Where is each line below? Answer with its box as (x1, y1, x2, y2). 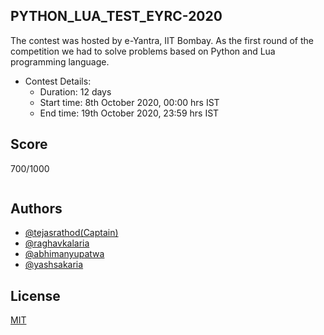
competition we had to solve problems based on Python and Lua (10, 45, 276, 57)
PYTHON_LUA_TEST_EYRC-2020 (10, 8, 223, 25)
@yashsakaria (24, 259, 84, 271)
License (10, 287, 61, 304)
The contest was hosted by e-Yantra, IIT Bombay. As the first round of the (10, 34, 314, 46)
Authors (10, 200, 63, 218)
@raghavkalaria (24, 237, 90, 249)
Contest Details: (24, 75, 92, 87)
